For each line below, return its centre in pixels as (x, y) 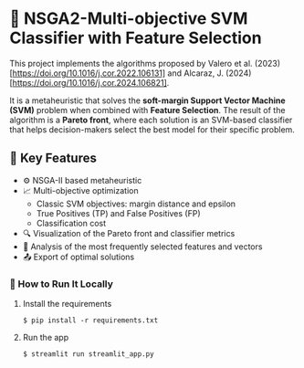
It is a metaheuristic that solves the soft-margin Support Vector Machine (147, 100)
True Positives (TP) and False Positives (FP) (118, 213)
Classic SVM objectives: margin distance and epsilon (136, 204)
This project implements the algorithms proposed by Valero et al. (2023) (145, 63)
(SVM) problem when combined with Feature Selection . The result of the (147, 110)
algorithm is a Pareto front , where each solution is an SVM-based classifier (151, 120)
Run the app (46, 338)
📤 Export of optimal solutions (79, 257)
